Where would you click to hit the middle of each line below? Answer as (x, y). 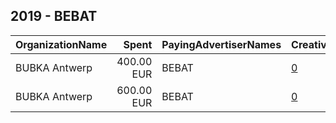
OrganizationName (61, 44)
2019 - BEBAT (54, 16)
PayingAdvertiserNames (221, 44)
